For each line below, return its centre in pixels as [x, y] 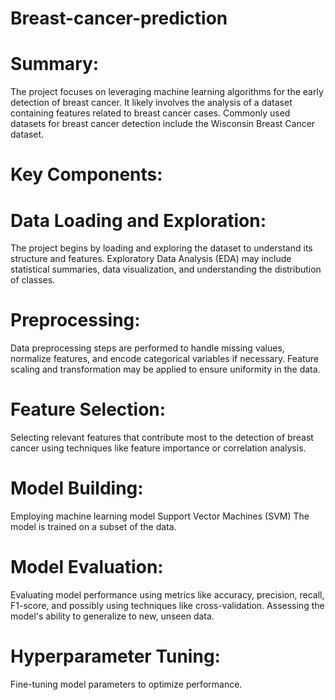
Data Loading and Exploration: [138, 220]
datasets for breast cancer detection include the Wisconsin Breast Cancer [163, 124]
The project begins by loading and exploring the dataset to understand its [161, 248]
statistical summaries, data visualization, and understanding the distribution [166, 269]
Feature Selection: [88, 409]
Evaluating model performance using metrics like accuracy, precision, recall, [167, 595]
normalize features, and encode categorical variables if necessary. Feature [165, 359]
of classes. [33, 280]
